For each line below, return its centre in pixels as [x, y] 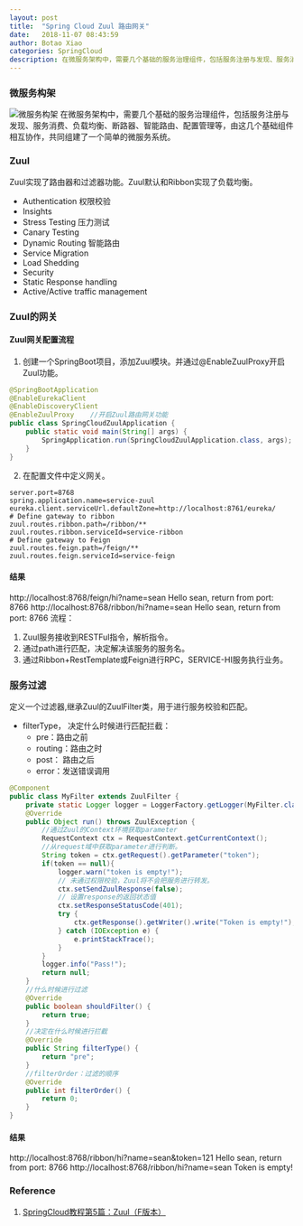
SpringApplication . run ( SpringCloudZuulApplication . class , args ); [167, 440]
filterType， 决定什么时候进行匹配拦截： [96, 726]
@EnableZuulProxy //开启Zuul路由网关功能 [89, 415]
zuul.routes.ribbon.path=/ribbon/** [78, 524]
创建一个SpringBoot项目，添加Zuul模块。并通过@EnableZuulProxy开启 [154, 361]
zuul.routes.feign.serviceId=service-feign [92, 556]
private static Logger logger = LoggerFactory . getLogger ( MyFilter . [155, 805]
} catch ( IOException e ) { [108, 931]
